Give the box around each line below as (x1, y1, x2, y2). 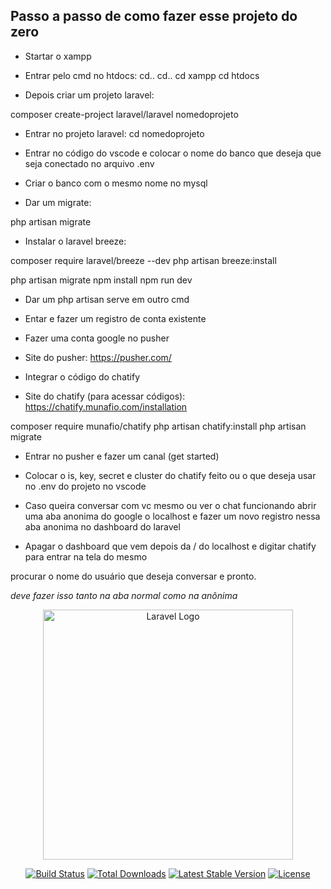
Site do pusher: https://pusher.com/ (24, 351, 172, 363)
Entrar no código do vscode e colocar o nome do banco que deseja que (24, 147, 322, 159)
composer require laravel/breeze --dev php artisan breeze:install (10, 254, 277, 266)
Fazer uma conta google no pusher (24, 332, 170, 344)
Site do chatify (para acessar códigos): (24, 390, 186, 402)
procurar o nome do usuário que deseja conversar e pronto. (10, 570, 257, 582)
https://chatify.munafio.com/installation (24, 400, 188, 413)
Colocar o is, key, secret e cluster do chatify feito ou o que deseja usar (24, 469, 317, 481)
